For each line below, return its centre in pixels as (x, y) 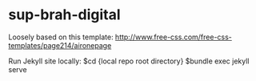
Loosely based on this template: (61, 37)
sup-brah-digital (65, 15)
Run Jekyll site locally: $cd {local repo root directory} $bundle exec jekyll (129, 61)
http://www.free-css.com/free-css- (173, 37)
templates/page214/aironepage (60, 45)
